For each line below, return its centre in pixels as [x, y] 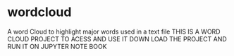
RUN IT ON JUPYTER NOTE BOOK [57, 46]
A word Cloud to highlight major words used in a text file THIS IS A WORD [114, 31]
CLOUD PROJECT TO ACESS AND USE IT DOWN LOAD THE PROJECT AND [117, 38]
